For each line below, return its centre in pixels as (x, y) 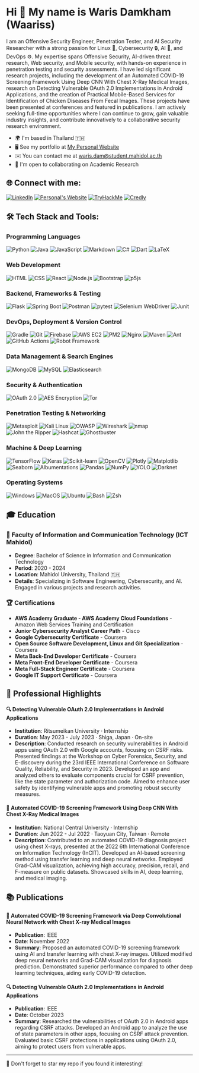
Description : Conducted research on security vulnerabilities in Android (101, 743)
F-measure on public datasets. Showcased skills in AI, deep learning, (99, 871)
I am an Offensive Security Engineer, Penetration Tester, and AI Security (94, 41)
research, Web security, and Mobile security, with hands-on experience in (96, 62)
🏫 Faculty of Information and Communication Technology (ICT (97, 535)
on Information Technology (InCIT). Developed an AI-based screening (100, 852)
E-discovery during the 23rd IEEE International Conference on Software (102, 763)
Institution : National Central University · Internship (76, 827)
